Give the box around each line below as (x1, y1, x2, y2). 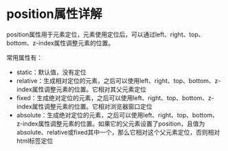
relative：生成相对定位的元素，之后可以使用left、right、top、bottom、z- (16, 76, 221, 84)
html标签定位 (16, 137, 54, 145)
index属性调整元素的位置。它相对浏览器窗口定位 (16, 102, 152, 111)
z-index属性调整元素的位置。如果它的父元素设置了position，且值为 (16, 119, 205, 128)
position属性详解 (6, 6, 102, 22)
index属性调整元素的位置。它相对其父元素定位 (16, 85, 147, 93)
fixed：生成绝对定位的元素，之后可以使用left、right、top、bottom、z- (16, 93, 214, 102)
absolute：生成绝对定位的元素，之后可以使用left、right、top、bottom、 (16, 111, 219, 119)
